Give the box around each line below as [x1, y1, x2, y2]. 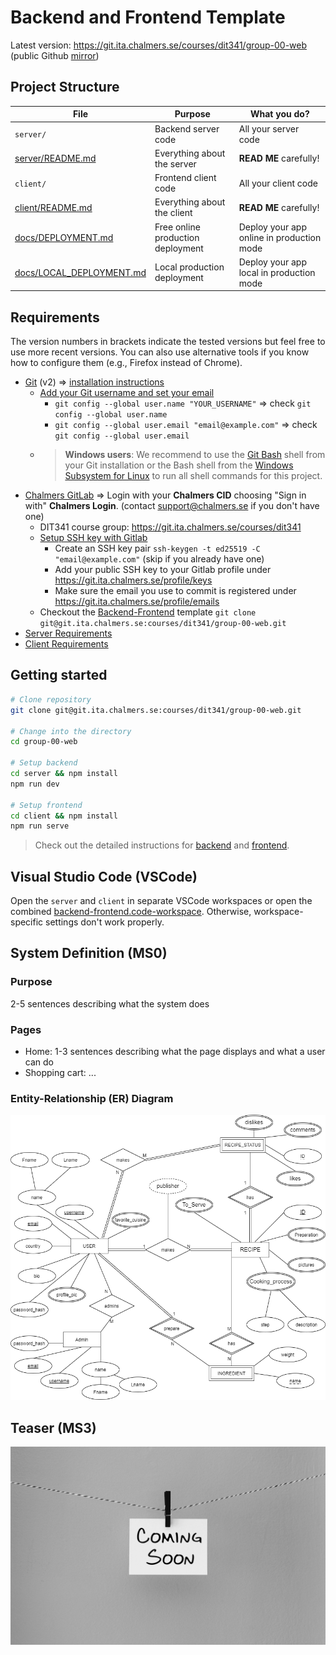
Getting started [10, 667, 108, 684]
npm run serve [10, 821, 70, 831]
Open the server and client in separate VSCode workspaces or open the [10, 895, 313, 907]
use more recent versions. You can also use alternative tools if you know [10, 346, 310, 358]
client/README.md [14, 201, 93, 213]
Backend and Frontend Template [10, 6, 286, 29]
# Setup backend [10, 758, 78, 768]
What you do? [249, 108, 310, 120]
